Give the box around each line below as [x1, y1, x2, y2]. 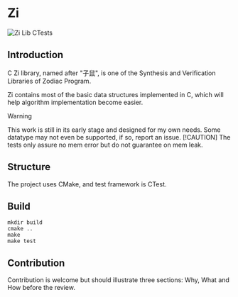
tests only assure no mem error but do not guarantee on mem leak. [7, 140, 204, 149]
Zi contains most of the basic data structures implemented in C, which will [7, 90, 224, 99]
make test [7, 237, 37, 245]
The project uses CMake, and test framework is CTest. [7, 179, 167, 189]
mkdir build [7, 219, 43, 226]
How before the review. [7, 284, 76, 292]
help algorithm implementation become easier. [7, 98, 144, 106]
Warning [7, 111, 32, 120]
